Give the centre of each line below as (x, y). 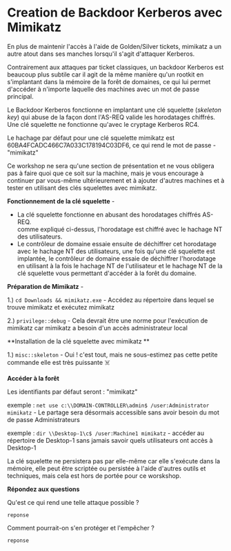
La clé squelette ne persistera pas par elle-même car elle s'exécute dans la (114, 461)
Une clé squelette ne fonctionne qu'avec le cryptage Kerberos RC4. (103, 124)
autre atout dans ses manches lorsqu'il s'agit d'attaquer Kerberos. (101, 54)
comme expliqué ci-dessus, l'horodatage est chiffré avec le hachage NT (120, 229)
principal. (21, 96)
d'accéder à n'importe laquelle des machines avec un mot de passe (103, 89)
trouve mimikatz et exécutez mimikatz (61, 307)
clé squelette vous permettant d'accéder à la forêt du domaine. (107, 273)
